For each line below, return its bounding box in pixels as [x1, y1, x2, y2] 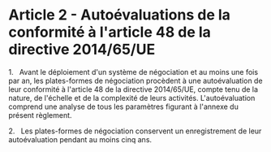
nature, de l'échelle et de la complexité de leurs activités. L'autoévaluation [8, 93, 256, 102]
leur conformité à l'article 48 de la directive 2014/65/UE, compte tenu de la [8, 84, 258, 94]
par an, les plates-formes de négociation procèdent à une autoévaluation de [8, 76, 263, 85]
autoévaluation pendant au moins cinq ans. [8, 134, 153, 144]
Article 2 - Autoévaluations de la [8, 6, 231, 24]
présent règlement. [8, 110, 72, 119]
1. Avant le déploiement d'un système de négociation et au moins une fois [8, 67, 258, 76]
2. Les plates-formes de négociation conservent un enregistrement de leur [8, 126, 262, 136]
